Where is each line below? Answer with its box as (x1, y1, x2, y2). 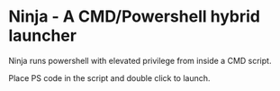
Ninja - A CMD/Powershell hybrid (8, 6, 260, 27)
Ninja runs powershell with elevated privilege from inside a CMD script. (8, 55, 272, 66)
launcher (8, 25, 77, 46)
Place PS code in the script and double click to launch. (8, 72, 211, 83)
